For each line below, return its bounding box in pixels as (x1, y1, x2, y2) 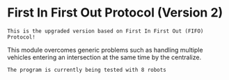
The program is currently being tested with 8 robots (7, 66, 167, 73)
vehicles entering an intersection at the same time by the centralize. (7, 53, 202, 61)
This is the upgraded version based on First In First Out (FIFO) (7, 28, 204, 34)
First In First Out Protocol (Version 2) (7, 5, 223, 21)
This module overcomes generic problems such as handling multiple (7, 46, 203, 54)
